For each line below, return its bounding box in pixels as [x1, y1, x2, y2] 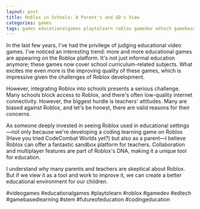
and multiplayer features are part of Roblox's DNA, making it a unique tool [6, 147, 187, 155]
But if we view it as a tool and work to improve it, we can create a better [6, 171, 182, 179]
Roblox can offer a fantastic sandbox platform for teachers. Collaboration [6, 141, 186, 148]
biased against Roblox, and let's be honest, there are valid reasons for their [6, 104, 190, 111]
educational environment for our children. [6, 178, 108, 185]
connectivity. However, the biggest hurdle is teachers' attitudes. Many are [6, 98, 187, 105]
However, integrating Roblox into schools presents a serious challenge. [6, 85, 180, 93]
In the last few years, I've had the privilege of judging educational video [6, 42, 182, 49]
